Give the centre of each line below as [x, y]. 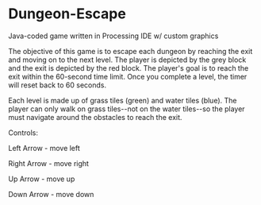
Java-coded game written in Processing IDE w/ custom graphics [113, 36]
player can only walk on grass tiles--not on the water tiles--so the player [127, 109]
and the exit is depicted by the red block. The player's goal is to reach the [129, 68]
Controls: [23, 133]
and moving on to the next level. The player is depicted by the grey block [127, 60]
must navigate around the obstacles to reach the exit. [95, 117]
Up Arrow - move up [42, 179]
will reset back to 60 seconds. [58, 85]
